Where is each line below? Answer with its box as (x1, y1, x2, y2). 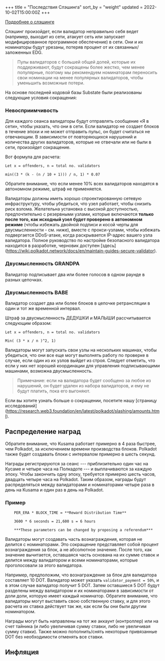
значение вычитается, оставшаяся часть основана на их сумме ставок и (5, 552, 159, 557)
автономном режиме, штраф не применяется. (5, 186, 102, 192)
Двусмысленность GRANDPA (5, 260, 80, 267)
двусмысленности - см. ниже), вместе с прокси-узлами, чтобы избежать (5, 227, 161, 233)
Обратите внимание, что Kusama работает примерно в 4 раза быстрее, (5, 441, 156, 447)
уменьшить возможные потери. (17, 80, 85, 86)
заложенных (5, 49, 32, 55)
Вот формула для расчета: (5, 154, 61, 160)
